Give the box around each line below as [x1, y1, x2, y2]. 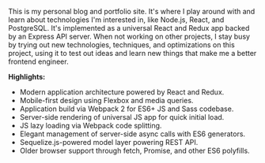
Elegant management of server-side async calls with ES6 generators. [19, 129, 246, 139]
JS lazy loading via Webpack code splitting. [19, 121, 162, 130]
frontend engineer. [8, 57, 69, 66]
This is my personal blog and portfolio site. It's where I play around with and [8, 7, 256, 16]
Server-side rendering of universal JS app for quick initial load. [19, 113, 225, 121]
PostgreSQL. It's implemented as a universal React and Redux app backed [8, 24, 250, 32]
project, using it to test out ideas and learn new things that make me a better [8, 49, 257, 57]
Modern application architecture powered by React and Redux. [19, 87, 225, 97]
